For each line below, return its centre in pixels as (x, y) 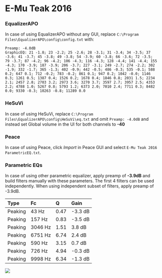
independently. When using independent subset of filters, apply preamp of (80, 186)
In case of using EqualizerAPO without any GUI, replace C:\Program (72, 34)
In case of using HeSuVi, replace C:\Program (49, 114)
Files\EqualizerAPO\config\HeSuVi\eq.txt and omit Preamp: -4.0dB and (77, 119)
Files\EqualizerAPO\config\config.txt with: (50, 39)
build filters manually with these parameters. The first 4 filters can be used (80, 181)
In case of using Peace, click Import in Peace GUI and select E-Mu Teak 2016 (81, 148)
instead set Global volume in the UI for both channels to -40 (65, 124)
